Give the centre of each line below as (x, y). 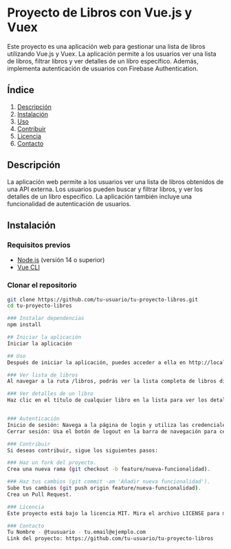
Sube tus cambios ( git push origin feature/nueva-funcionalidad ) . (104, 488)
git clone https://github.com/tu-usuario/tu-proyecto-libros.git (102, 299)
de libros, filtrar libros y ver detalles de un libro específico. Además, (103, 61)
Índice (21, 90)
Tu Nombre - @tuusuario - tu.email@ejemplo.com (77, 532)
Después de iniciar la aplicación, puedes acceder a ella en (97, 362)
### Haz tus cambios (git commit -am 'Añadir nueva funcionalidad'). (109, 482)
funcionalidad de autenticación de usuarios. (69, 203)
